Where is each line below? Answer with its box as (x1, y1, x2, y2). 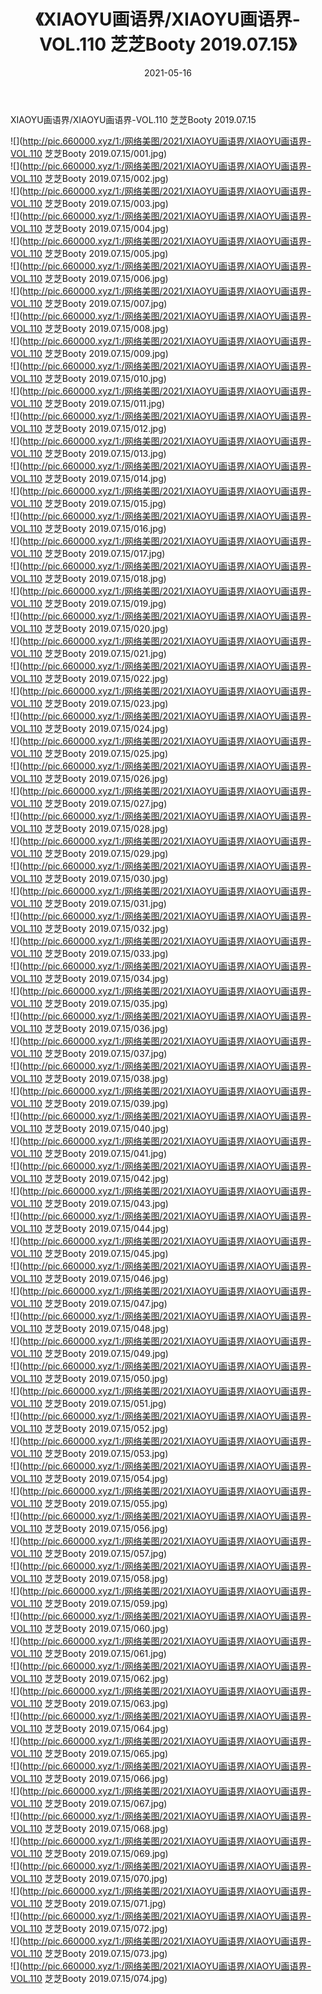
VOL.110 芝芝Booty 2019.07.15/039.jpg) (10, 1097, 169, 1109)
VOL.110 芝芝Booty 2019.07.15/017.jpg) (10, 547, 166, 559)
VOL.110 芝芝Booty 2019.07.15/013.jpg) (10, 447, 167, 459)
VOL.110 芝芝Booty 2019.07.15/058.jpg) (10, 1572, 169, 1584)
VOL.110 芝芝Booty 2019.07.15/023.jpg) (10, 697, 169, 709)
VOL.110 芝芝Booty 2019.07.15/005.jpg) (10, 247, 169, 259)
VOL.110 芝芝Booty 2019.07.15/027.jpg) (10, 797, 168, 809)
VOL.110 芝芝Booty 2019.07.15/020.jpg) (10, 622, 169, 634)
